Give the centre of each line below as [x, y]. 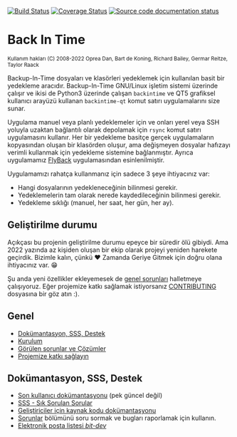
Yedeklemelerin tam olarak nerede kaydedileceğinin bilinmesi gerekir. [119, 195]
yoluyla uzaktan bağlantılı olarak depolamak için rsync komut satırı [104, 130]
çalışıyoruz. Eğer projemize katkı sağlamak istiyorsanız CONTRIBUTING [112, 286]
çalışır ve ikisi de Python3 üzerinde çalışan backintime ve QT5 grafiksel [111, 93]
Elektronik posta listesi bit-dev [62, 426]
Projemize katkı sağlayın [53, 356]
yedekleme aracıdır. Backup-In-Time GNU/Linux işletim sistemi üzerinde [113, 85]
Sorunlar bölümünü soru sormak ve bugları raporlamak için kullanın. [117, 418]
